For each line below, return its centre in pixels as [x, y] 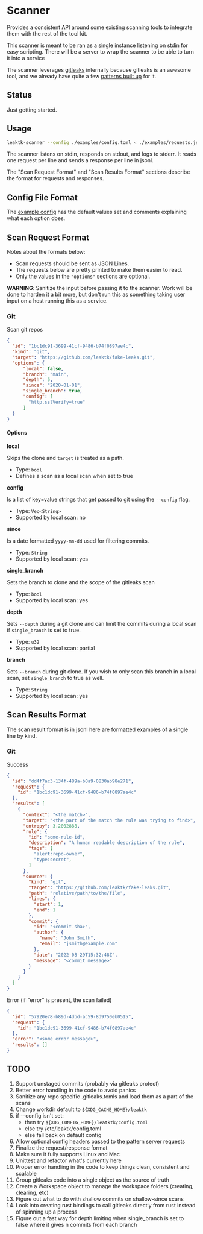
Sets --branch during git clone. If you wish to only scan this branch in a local [101, 671]
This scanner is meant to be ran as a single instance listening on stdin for [98, 45]
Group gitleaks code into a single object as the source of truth [92, 1180]
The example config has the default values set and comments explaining [97, 212]
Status [20, 95]
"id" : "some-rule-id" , [57, 837]
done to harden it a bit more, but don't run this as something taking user [96, 294]
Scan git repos [25, 330]
